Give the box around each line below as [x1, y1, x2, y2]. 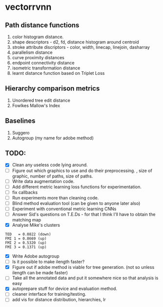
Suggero [12, 130, 30, 135]
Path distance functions [5, 21, 80, 29]
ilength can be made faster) [12, 270, 68, 276]
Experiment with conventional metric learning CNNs [12, 206, 117, 212]
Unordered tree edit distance [12, 97, 71, 103]
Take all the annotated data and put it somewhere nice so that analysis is [12, 275, 159, 281]
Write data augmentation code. [12, 178, 75, 184]
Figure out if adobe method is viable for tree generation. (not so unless [12, 264, 155, 270]
